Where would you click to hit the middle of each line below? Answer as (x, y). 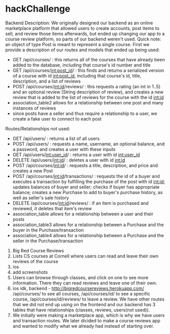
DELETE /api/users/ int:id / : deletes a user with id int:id (69, 160)
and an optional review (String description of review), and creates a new (88, 92)
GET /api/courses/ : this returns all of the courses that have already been (89, 59)
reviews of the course (35, 261)
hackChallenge (38, 9)
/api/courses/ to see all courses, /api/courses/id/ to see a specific (81, 293)
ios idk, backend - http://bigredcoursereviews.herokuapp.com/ (78, 288)
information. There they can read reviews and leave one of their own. (85, 283)
